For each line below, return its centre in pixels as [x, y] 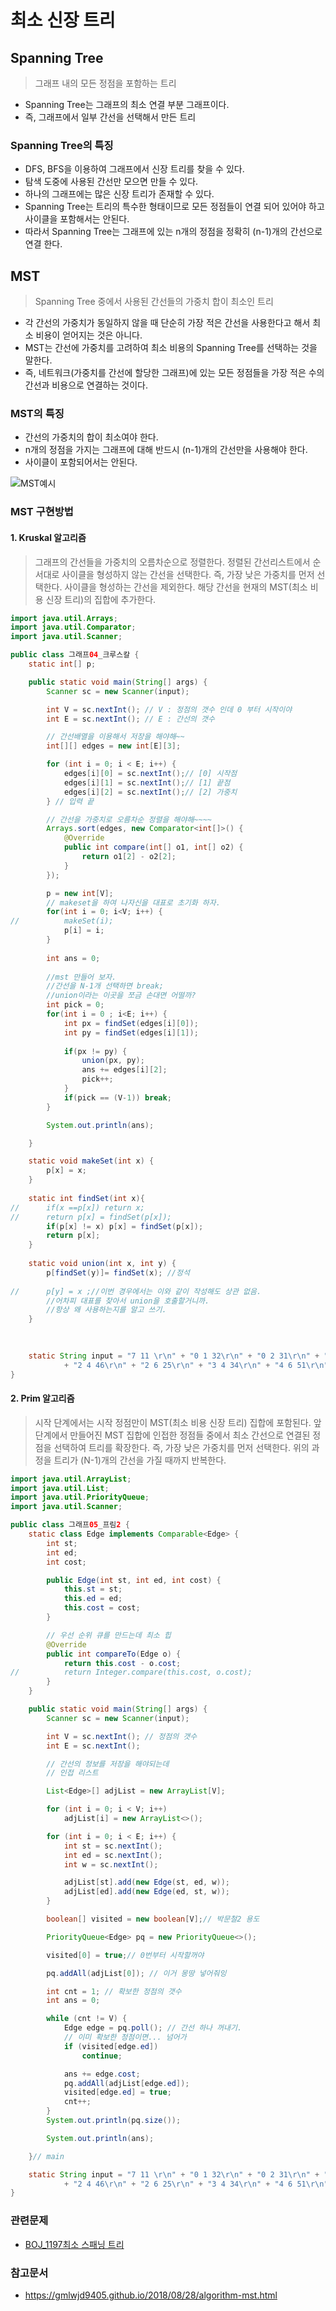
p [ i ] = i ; [84, 931]
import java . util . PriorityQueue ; [80, 1497]
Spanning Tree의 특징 [62, 145]
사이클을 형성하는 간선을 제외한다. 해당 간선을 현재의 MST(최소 [186, 587]
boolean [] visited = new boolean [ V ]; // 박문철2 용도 [153, 1919]
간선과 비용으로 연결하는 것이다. [86, 385]
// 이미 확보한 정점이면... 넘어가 [125, 2037]
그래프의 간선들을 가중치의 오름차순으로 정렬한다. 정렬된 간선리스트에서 [172, 562]
